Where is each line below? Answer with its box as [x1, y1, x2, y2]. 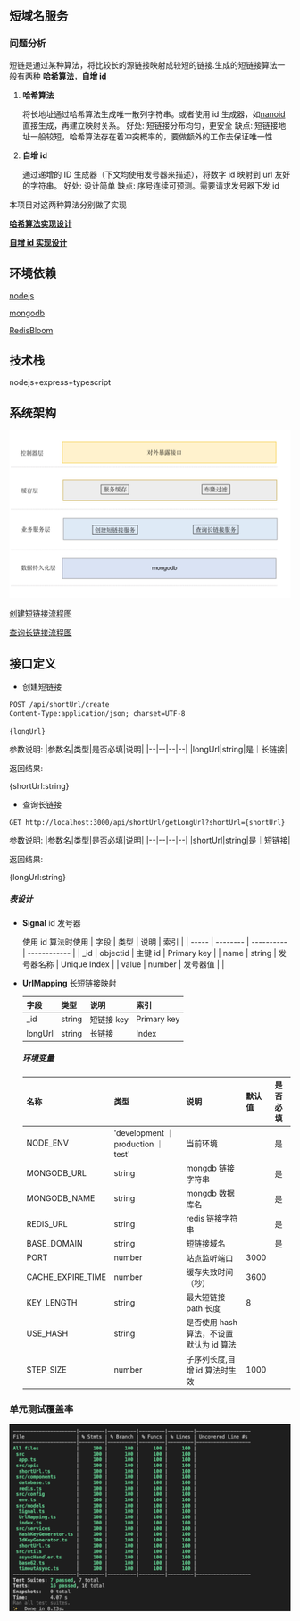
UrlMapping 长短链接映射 [21, 978, 117, 989]
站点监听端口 [186, 1252, 234, 1263]
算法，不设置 [186, 1328, 234, 1339]
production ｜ [113, 1138, 164, 1150]
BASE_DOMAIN [26, 1238, 83, 1248]
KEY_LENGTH [26, 1297, 78, 1307]
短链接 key [89, 1013, 129, 1025]
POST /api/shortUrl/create [9, 701, 110, 710]
